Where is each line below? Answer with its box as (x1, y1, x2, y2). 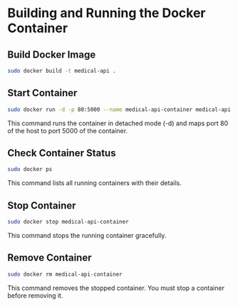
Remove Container (7, 251, 92, 264)
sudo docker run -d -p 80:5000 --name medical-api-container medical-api (7, 105, 232, 113)
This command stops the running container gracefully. (7, 231, 167, 239)
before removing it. (7, 291, 63, 300)
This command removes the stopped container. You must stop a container (7, 283, 224, 292)
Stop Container (7, 199, 76, 212)
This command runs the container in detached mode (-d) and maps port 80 (7, 119, 229, 128)
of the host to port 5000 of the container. (7, 126, 128, 135)
